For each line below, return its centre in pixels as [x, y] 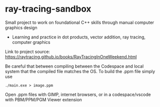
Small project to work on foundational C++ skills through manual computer [80, 22]
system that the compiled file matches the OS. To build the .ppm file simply [80, 71]
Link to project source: [27, 52]
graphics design [21, 27]
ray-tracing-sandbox [48, 9]
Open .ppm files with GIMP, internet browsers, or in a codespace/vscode [78, 94]
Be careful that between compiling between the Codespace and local [74, 66]
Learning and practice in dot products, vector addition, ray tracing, [79, 37]
